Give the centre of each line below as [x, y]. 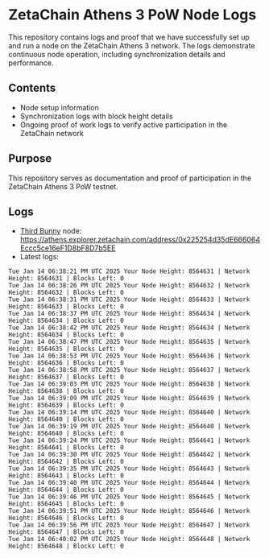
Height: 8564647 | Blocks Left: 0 [66, 532]
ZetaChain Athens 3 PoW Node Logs [132, 15]
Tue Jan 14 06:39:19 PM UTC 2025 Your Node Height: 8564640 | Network [129, 427]
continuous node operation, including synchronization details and [117, 54]
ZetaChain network [52, 133]
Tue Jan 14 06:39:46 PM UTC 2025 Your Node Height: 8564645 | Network [129, 497]
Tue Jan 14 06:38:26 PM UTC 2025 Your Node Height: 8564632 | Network [129, 286]
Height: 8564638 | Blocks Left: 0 [66, 391]
